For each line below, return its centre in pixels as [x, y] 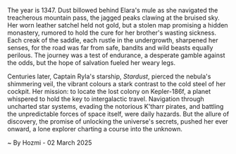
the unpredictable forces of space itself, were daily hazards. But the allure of [118, 114]
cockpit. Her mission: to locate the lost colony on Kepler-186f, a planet [109, 91]
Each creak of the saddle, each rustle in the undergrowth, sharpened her [113, 40]
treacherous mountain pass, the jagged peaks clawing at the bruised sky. [113, 18]
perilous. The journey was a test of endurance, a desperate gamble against [116, 55]
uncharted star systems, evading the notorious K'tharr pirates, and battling [116, 106]
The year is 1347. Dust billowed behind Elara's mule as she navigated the [113, 10]
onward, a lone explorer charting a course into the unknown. [95, 129]
